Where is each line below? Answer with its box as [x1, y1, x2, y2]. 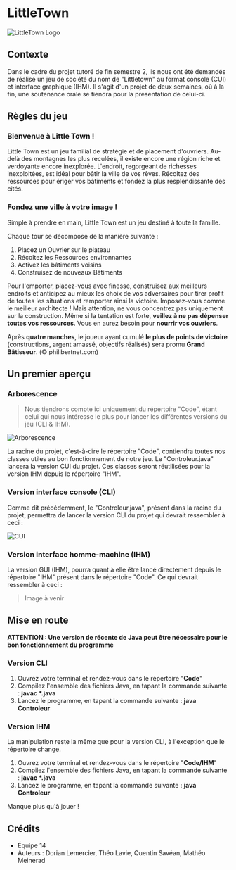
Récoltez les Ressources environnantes [17, 253, 132, 261]
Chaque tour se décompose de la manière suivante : [7, 232, 159, 240]
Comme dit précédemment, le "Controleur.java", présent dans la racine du [7, 503, 221, 512]
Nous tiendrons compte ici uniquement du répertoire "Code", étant [24, 405, 218, 413]
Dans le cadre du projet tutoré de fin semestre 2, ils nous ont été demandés [7, 67, 226, 75]
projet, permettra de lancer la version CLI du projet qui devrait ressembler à [7, 510, 226, 519]
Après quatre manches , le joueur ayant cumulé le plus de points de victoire [7, 332, 228, 341]
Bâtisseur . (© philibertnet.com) [7, 347, 99, 356]
